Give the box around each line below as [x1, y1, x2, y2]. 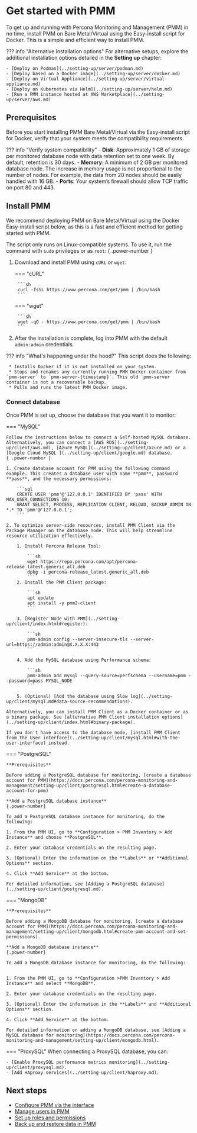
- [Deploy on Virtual [6, 76, 60, 82]
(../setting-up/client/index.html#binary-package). [6, 719, 136, 725]
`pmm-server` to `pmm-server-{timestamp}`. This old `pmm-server [6, 374, 170, 380]
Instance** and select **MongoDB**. [6, 980, 96, 986]
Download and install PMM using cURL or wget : [14, 259, 127, 266]
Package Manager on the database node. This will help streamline [6, 527, 173, 533]
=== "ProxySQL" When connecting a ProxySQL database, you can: [6, 1048, 169, 1055]
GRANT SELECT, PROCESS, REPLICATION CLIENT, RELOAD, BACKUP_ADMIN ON [17, 501, 192, 507]
